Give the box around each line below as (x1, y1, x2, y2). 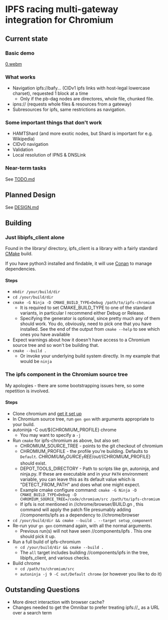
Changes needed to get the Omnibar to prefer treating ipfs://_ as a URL (12, 604, 159, 610)
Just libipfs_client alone (5, 234, 65, 241)
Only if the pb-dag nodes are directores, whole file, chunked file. (20, 96, 154, 102)
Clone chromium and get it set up (12, 410, 82, 417)
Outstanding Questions (5, 586, 80, 594)
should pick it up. (20, 533, 56, 539)
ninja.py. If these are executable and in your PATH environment (20, 471, 148, 477)
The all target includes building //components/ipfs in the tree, (20, 549, 149, 555)
